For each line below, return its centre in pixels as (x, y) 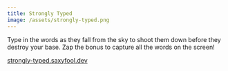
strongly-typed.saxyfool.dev (47, 60)
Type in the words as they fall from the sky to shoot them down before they (114, 39)
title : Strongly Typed (40, 13)
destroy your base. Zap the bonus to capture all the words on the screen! (111, 47)
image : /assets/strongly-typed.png (58, 20)
